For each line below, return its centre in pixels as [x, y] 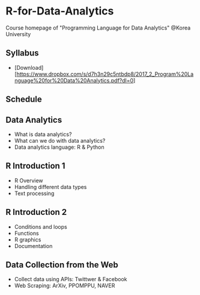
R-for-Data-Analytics [60, 11]
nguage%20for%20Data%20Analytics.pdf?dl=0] [75, 80]
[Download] [29, 67]
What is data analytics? [43, 134]
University [18, 34]
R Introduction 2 [36, 212]
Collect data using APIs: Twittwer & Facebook [71, 279]
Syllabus [23, 53]
